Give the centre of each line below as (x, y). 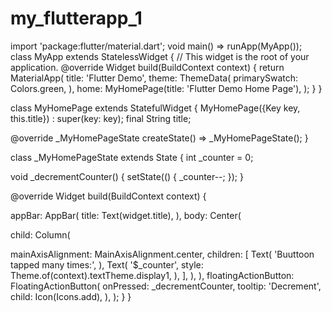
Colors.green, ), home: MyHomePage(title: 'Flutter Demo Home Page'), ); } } (166, 88)
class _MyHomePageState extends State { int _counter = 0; (132, 157)
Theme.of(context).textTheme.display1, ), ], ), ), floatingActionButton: (152, 275)
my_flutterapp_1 (76, 18)
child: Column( (40, 234)
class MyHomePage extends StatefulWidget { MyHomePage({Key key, (155, 108)
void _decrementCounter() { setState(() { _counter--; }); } (127, 176)
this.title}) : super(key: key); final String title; (101, 118)
